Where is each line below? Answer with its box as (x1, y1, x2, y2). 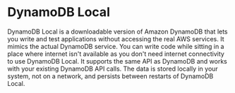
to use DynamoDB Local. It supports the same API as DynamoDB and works (7, 57, 227, 65)
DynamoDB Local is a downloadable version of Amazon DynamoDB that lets (7, 27, 228, 36)
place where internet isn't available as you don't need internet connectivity (7, 50, 224, 58)
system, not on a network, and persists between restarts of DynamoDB (7, 71, 214, 80)
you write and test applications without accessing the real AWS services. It (7, 34, 224, 43)
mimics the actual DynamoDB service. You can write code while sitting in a (7, 42, 224, 50)
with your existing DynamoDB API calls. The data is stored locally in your (7, 64, 219, 73)
